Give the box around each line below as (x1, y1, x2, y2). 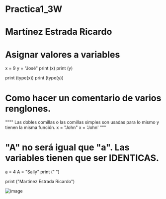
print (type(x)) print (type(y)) (5, 75, 64, 81)
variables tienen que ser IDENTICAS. (5, 152, 159, 164)
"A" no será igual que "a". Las (5, 142, 130, 153)
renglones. (5, 103, 51, 114)
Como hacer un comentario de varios (5, 92, 162, 104)
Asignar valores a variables (5, 49, 120, 60)
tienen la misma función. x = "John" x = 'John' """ (5, 125, 106, 131)
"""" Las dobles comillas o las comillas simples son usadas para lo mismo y (5, 119, 160, 125)
